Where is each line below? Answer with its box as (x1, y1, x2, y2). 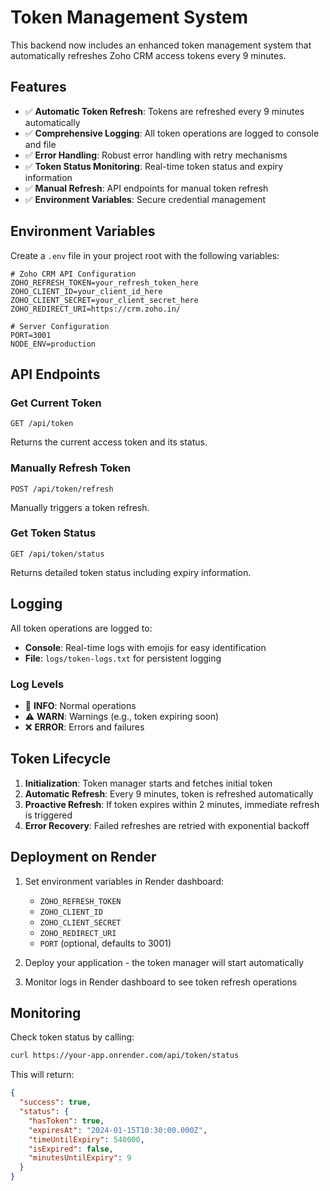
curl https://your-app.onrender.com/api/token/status (10, 1051, 240, 1061)
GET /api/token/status (10, 549, 105, 559)
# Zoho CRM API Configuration (10, 269, 137, 279)
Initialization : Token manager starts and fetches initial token (24, 777, 273, 789)
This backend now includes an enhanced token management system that (10, 39, 312, 51)
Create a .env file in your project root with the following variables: (10, 249, 280, 261)
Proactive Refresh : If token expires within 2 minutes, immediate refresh (24, 798, 320, 810)
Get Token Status (10, 526, 97, 540)
